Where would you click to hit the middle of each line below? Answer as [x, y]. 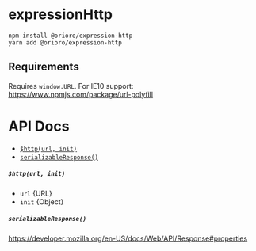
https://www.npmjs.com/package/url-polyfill [80, 94]
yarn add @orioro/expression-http [65, 42]
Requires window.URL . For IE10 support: [71, 86]
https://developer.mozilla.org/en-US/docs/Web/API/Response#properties [128, 238]
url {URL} [36, 193]
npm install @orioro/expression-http [71, 36]
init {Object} [42, 202]
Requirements [44, 67]
